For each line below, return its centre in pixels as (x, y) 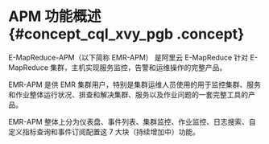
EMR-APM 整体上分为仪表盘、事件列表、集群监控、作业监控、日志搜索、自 (132, 121)
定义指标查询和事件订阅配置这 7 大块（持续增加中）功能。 (104, 132)
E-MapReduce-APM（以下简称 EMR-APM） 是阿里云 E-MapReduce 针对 (128, 57)
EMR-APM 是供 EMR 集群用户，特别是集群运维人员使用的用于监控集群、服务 (135, 84)
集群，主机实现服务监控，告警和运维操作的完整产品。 (138, 67)
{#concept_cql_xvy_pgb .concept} (126, 34)
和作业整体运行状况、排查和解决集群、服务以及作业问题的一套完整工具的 (128, 94)
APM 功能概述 (55, 16)
